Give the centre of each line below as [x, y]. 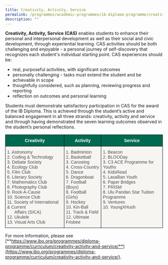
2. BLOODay [115, 157]
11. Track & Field [82, 212]
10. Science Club [24, 197]
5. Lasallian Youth [120, 177]
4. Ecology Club [23, 167]
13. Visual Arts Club [26, 222]
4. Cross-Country [82, 167]
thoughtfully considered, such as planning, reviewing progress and [81, 85]
